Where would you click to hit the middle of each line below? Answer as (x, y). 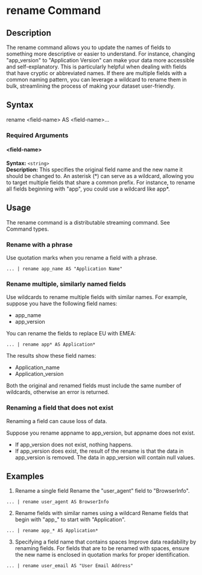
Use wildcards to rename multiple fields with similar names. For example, (97, 297)
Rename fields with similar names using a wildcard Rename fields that (102, 513)
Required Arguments (37, 135)
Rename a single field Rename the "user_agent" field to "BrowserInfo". (102, 491)
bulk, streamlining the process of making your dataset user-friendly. (91, 86)
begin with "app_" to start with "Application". (70, 520)
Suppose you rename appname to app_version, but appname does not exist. (101, 433)
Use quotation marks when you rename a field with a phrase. (82, 258)
